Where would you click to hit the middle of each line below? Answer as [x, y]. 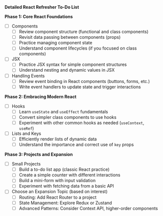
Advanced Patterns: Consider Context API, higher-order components [88, 208]
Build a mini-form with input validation [57, 181]
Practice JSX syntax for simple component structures [73, 65]
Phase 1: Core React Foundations [39, 16]
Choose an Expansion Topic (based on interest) [60, 191]
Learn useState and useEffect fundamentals [63, 111]
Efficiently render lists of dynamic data [58, 139]
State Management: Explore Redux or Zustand [65, 203]
